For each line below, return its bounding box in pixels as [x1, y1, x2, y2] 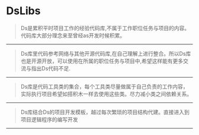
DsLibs [6, 4, 41, 18]
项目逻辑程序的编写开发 [20, 115, 78, 123]
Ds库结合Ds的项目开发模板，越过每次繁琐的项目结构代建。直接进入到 [20, 108, 190, 115]
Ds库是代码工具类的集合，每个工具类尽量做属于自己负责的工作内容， [20, 83, 188, 90]
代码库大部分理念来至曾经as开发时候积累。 [20, 31, 126, 39]
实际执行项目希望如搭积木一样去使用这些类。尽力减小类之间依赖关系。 [20, 90, 192, 97]
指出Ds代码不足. [31, 65, 71, 72]
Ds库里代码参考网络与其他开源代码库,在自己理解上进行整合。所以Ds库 [20, 50, 191, 57]
